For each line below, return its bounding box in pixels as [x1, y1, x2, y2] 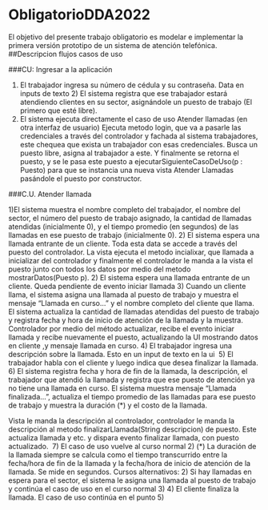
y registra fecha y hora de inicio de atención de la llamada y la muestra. [8, 315, 244, 325]
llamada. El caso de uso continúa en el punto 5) [8, 492, 165, 502]
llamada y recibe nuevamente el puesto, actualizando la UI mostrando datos [8, 332, 258, 342]
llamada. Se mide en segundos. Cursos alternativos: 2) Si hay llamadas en [8, 467, 252, 476]
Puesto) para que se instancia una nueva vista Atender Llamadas [19, 165, 234, 175]
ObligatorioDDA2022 [8, 6, 150, 24]
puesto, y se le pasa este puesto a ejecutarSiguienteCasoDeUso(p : [19, 156, 243, 166]
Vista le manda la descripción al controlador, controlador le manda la [8, 416, 234, 425]
